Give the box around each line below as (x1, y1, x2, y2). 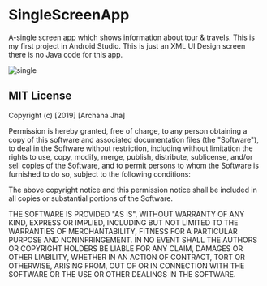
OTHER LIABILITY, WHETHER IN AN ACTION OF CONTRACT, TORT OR (8, 252, 245, 262)
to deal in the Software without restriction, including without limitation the (8, 143, 253, 153)
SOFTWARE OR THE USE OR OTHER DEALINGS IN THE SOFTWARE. (8, 269, 236, 279)
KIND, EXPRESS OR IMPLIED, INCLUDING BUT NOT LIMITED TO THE (8, 217, 239, 228)
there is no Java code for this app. (8, 49, 123, 59)
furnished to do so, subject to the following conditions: (8, 169, 191, 179)
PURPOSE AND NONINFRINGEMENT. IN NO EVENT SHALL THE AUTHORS (8, 235, 258, 245)
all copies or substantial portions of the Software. (8, 193, 173, 203)
